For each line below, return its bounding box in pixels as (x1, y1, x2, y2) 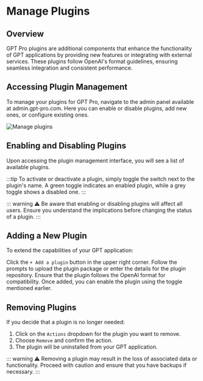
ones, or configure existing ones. (6, 111, 90, 118)
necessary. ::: (6, 368, 41, 376)
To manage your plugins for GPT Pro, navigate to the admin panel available (6, 98, 194, 105)
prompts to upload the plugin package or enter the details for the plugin (6, 265, 186, 272)
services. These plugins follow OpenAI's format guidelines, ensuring (6, 58, 178, 65)
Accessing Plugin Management (6, 82, 128, 92)
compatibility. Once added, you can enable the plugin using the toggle (6, 278, 183, 285)
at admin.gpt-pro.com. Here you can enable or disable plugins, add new (6, 104, 187, 112)
